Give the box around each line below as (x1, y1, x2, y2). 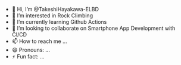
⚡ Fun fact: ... (11, 53, 45, 60)
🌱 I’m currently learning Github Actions (11, 18, 107, 25)
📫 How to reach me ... (11, 38, 67, 45)
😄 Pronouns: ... (11, 47, 51, 53)
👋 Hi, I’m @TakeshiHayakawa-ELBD (11, 6, 99, 13)
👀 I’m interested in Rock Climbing (11, 12, 93, 19)
